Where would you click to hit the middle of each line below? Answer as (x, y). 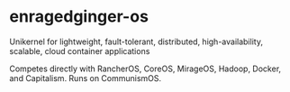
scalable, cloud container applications (80, 51)
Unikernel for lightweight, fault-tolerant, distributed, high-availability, (136, 41)
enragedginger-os (79, 17)
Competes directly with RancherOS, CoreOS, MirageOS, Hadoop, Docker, (145, 69)
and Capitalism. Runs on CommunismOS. (86, 78)
